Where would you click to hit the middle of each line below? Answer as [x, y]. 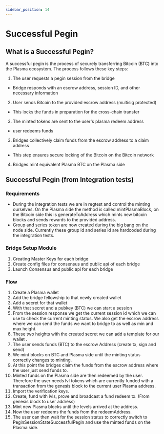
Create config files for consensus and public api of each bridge [76, 264]
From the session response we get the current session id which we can [84, 313]
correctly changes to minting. [42, 360]
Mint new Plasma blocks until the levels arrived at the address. [75, 407]
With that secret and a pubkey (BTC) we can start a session [72, 308]
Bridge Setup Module [31, 248]
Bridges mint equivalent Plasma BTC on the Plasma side [69, 164]
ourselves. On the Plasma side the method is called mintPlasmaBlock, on [86, 209]
